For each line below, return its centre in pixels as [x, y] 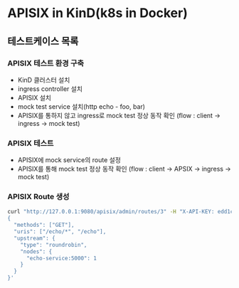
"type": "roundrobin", [54, 245]
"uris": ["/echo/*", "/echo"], [60, 232]
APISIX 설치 [34, 97]
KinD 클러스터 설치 [44, 80]
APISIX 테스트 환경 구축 [46, 63]
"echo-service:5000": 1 [62, 258]
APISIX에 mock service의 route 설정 [69, 160]
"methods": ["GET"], [44, 225]
